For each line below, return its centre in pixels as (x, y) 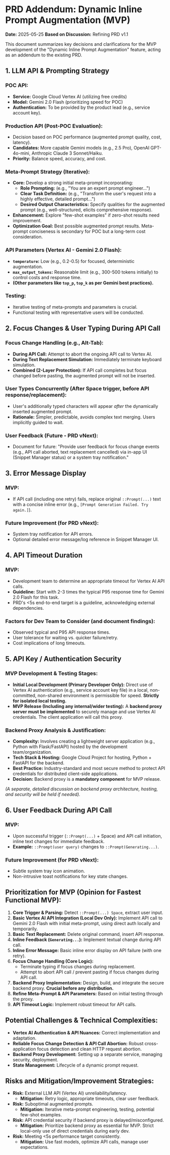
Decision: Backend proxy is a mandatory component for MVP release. (87, 779)
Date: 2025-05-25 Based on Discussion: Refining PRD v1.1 (67, 34)
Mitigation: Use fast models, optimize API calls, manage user (84, 1142)
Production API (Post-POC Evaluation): (54, 126)
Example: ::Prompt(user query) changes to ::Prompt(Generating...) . (86, 847)
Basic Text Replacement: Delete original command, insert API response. (89, 934)
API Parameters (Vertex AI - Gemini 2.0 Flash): (63, 250)
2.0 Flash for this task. (36, 597)
